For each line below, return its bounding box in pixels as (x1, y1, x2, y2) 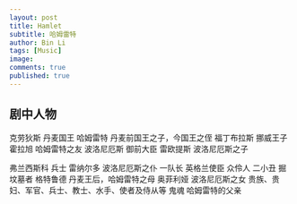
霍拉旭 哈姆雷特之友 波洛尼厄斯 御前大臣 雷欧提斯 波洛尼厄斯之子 (9, 143, 249, 154)
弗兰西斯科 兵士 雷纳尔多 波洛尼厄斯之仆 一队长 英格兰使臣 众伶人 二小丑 (9, 162, 276, 173)
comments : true (9, 64, 66, 72)
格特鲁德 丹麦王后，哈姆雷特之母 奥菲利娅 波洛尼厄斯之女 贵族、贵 (34, 174, 280, 184)
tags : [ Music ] (9, 47, 63, 55)
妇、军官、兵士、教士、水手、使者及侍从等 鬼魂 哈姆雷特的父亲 (9, 184, 242, 195)
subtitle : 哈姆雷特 (9, 30, 77, 38)
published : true (9, 72, 70, 81)
